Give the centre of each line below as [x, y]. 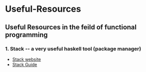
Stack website [27, 59]
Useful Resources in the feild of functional [71, 27]
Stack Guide [25, 64]
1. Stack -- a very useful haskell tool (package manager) [73, 48]
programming [27, 35]
